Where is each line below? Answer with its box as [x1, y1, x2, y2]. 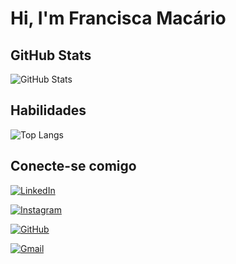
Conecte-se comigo [10, 158, 137, 175]
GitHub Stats [10, 47, 92, 64]
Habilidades [10, 102, 87, 119]
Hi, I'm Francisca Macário [10, 7, 227, 30]
